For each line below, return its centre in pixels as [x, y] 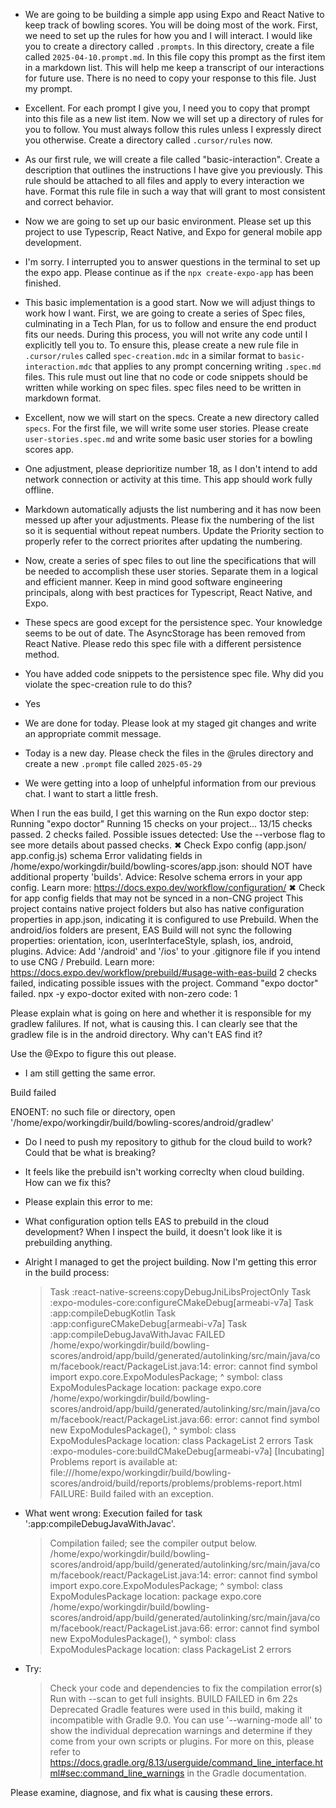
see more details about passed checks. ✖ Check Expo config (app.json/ [158, 845]
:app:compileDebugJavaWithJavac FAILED [137, 1334]
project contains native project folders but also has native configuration [157, 908]
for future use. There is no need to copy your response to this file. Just [170, 78]
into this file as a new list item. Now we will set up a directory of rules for [174, 118]
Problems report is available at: [113, 1462]
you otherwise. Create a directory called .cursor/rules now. [148, 140]
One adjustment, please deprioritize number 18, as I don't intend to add [171, 468]
